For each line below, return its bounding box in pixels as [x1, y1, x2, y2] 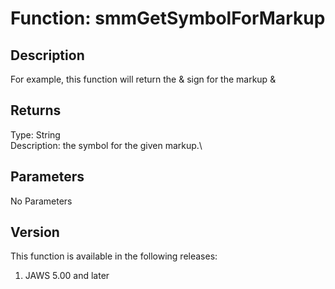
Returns [10, 102, 62, 119]
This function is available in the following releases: [10, 250, 218, 262]
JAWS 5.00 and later [24, 270, 110, 282]
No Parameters [10, 195, 73, 207]
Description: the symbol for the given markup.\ [10, 139, 203, 151]
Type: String [10, 128, 61, 141]
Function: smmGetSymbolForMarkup [10, 7, 326, 30]
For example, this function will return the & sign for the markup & [10, 73, 277, 85]
